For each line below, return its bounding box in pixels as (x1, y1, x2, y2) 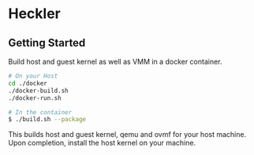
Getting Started (8, 36, 86, 50)
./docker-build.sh (8, 87, 69, 94)
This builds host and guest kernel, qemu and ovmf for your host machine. (8, 130, 247, 139)
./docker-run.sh (8, 94, 62, 102)
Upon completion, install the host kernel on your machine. (8, 138, 196, 148)
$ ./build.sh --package (8, 116, 87, 124)
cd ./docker (8, 79, 47, 87)
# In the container (8, 108, 73, 116)
